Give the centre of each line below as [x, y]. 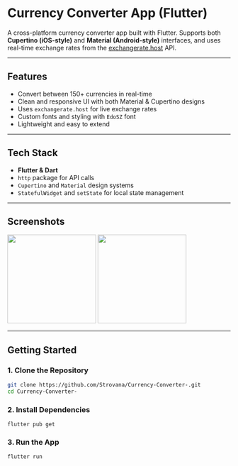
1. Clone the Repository [48, 370]
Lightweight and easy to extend [63, 124]
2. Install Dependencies [49, 409]
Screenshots [36, 221]
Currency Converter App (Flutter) [107, 13]
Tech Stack [33, 153]
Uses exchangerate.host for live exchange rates [87, 109]
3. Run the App [33, 443]
